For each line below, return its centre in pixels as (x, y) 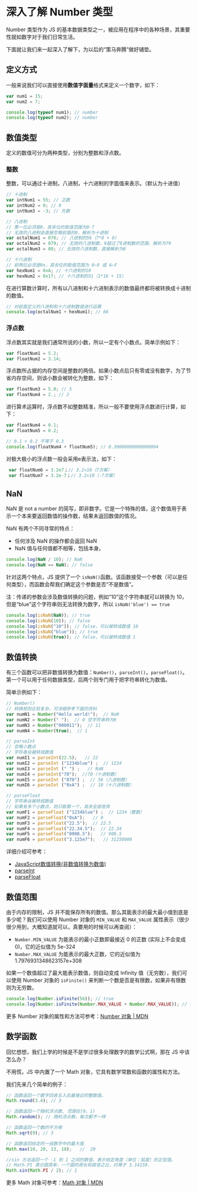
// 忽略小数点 (21, 747)
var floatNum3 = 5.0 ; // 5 (39, 389)
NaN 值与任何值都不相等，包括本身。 (59, 549)
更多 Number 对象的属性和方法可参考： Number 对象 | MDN (77, 1016)
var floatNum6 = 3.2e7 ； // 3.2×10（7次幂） (60, 470)
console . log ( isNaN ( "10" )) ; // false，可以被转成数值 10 (72, 626)
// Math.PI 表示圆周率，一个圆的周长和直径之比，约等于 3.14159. (78, 1165)
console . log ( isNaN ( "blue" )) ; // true (52, 632)
